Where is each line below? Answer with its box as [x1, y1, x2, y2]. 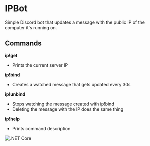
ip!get [5, 52, 18, 58]
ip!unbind [5, 91, 26, 97]
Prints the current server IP [12, 62, 68, 68]
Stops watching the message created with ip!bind [12, 101, 115, 107]
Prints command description [12, 125, 71, 131]
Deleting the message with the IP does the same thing [12, 106, 124, 112]
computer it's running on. [5, 24, 57, 30]
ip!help [5, 116, 20, 122]
